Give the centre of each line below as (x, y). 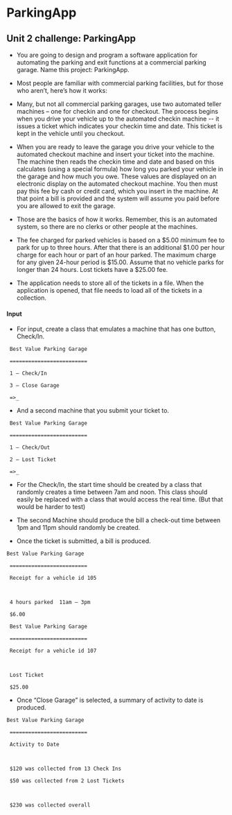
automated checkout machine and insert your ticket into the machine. (116, 154)
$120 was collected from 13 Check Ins (65, 769)
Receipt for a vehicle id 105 (53, 578)
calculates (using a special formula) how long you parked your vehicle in (120, 169)
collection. (31, 298)
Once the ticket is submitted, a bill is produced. (84, 541)
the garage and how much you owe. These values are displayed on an (116, 176)
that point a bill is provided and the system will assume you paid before (118, 198)
